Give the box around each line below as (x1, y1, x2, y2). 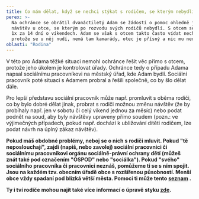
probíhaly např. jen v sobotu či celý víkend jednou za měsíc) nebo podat (6, 107, 182, 114)
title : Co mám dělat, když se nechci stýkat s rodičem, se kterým (6, 8, 174, 15)
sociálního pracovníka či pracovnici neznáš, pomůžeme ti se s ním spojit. (6, 162, 190, 169)
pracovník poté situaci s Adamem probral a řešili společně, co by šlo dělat (6, 76, 187, 83)
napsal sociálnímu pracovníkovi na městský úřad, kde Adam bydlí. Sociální (6, 70, 188, 77)
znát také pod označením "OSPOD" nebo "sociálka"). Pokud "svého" (6, 156, 180, 163)
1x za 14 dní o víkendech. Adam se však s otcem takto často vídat (11, 31, 182, 37)
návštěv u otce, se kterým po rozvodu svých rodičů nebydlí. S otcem (11, 25, 187, 31)
